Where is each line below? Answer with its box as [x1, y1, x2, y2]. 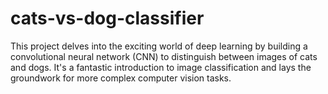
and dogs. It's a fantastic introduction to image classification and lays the [10, 61, 312, 73]
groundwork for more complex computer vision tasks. [10, 72, 232, 84]
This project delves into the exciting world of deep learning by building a [10, 40, 308, 52]
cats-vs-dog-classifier [10, 7, 205, 30]
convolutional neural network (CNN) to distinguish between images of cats [10, 50, 318, 62]
